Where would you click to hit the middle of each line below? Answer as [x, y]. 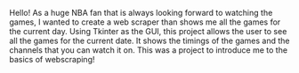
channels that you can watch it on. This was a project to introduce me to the [148, 50]
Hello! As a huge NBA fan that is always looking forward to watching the [141, 13]
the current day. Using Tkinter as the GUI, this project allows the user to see [148, 31]
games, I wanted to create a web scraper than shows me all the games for [145, 22]
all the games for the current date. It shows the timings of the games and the [150, 40]
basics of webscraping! [52, 59]
